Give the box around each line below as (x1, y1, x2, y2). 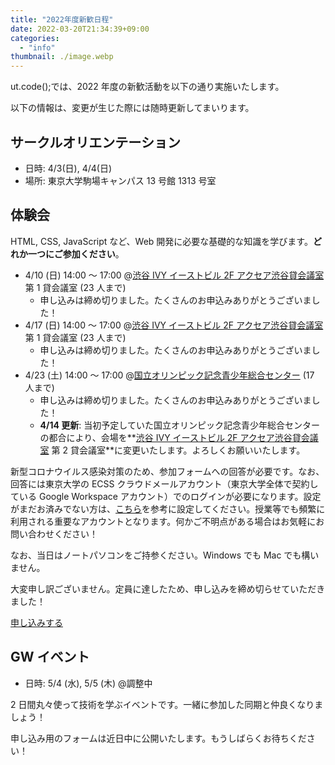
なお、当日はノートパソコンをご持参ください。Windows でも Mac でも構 (10, 549, 311, 561)
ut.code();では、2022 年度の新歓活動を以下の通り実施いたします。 (10, 81, 285, 93)
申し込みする (10, 616, 63, 628)
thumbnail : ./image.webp (10, 52, 114, 62)
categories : (10, 33, 60, 43)
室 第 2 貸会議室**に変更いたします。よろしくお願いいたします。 (39, 444, 306, 456)
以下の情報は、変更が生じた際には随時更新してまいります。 (10, 102, 255, 114)
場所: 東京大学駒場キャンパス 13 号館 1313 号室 (24, 174, 217, 186)
